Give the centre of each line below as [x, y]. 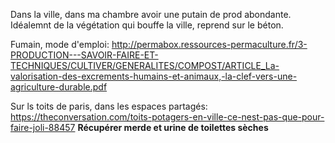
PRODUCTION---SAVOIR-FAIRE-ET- [84, 55]
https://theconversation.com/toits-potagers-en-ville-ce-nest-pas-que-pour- [167, 117]
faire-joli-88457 [43, 127]
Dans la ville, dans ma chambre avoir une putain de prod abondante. [151, 14]
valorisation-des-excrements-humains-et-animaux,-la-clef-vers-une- [154, 76]
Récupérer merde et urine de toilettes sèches [173, 127]
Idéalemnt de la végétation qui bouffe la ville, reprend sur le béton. [147, 25]
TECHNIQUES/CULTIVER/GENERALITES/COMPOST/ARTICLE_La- [145, 65]
